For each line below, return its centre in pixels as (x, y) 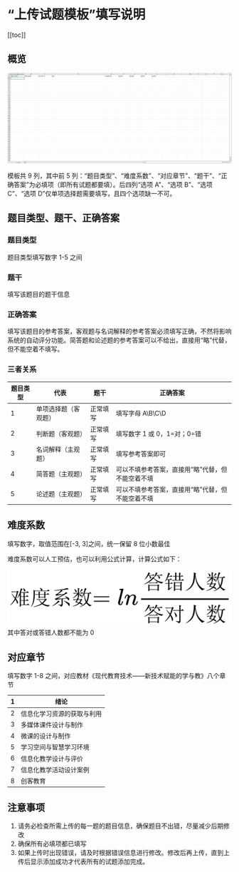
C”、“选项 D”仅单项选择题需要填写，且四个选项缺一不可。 (92, 194)
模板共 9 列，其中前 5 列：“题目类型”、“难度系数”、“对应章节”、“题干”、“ (115, 176)
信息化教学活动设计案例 (55, 769)
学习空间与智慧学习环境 (55, 747)
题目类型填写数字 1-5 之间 (45, 257)
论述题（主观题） (61, 494)
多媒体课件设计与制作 (52, 724)
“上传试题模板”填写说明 (76, 15)
